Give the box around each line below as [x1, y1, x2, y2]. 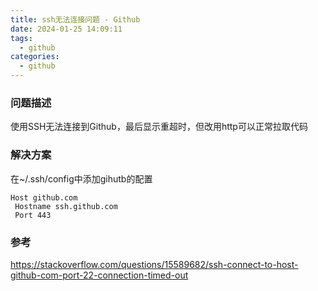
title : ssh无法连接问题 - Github [10, 14, 141, 25]
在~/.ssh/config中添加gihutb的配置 [10, 172, 153, 185]
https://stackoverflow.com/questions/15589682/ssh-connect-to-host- [10, 258, 299, 270]
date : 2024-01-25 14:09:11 [10, 24, 123, 34]
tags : [10, 33, 33, 43]
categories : [10, 52, 60, 62]
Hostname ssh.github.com [14, 201, 118, 211]
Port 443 [14, 210, 52, 220]
